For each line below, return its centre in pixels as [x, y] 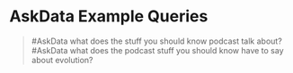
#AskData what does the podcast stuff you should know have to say [158, 50]
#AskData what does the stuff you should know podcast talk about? [157, 41]
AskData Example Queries [109, 16]
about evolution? [62, 60]
